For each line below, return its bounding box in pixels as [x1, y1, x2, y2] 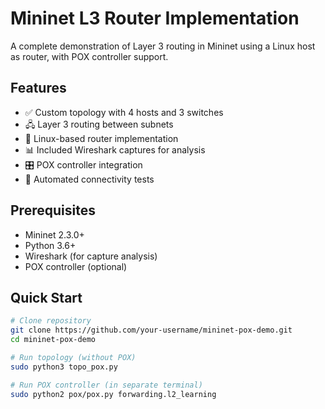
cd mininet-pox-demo [10, 335, 97, 345]
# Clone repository [10, 316, 92, 326]
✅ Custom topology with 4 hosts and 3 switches [24, 106, 224, 118]
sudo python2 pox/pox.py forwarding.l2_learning [10, 389, 217, 399]
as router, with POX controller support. [10, 50, 169, 62]
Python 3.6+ [24, 239, 77, 251]
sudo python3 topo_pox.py [10, 362, 118, 372]
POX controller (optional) [24, 260, 128, 272]
